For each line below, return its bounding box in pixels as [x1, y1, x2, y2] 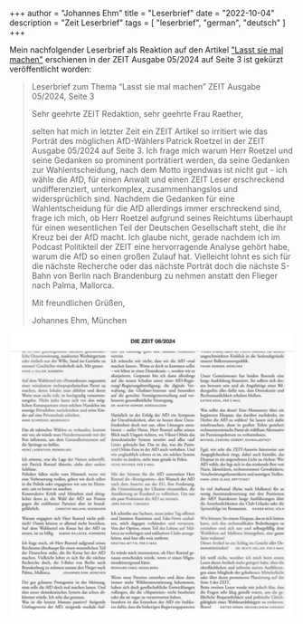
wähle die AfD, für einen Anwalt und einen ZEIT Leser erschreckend [31, 174, 285, 185]
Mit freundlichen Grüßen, [31, 298, 126, 308]
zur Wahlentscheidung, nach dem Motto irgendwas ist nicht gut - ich [31, 165, 288, 175]
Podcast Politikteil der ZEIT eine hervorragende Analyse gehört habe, [31, 242, 290, 252]
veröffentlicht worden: [9, 63, 92, 74]
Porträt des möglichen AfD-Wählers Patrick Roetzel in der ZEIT [31, 136, 265, 146]
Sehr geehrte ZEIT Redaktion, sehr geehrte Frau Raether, [31, 109, 244, 119]
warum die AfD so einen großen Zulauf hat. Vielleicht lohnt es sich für [31, 251, 291, 262]
